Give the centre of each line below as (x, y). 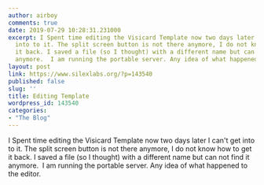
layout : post (29, 67)
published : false (37, 81)
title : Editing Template (49, 96)
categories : (27, 111)
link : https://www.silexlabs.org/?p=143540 (81, 74)
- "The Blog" (29, 118)
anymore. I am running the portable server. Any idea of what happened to (128, 165)
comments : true (33, 23)
